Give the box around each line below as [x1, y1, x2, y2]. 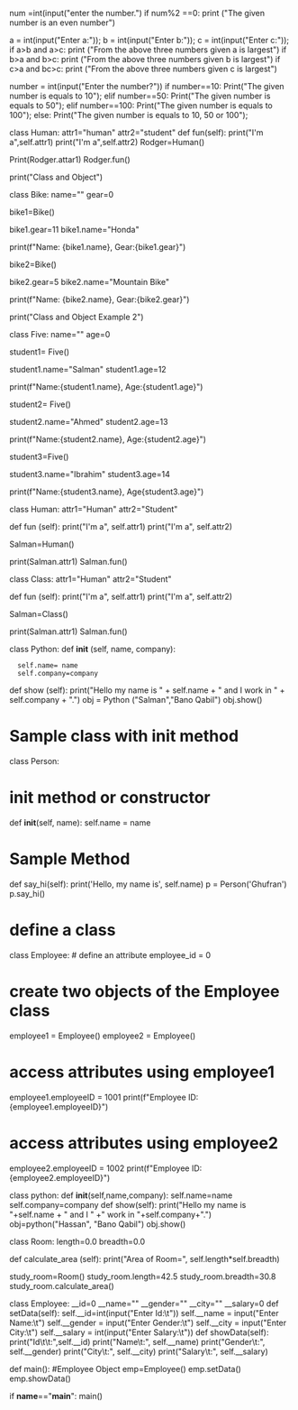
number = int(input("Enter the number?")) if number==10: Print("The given [9, 81, 285, 91]
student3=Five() [9, 451, 69, 462]
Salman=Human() [9, 539, 75, 549]
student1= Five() [9, 346, 70, 357]
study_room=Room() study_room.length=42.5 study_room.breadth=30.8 [9, 1271, 276, 1282]
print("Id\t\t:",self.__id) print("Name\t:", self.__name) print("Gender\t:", [9, 1336, 266, 1347]
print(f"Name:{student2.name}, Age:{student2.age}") [9, 434, 207, 445]
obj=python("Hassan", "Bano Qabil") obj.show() [9, 1218, 186, 1230]
